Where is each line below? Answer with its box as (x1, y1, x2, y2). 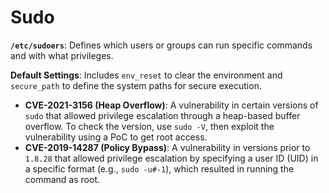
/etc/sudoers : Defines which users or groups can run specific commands (10, 39, 313, 51)
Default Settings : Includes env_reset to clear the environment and (10, 69, 283, 81)
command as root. (24, 173, 100, 185)
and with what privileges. (10, 49, 114, 61)
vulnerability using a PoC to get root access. (24, 131, 208, 143)
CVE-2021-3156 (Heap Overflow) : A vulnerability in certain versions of (24, 99, 319, 111)
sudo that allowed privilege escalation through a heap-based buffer (24, 109, 301, 121)
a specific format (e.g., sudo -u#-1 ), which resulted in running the (24, 162, 295, 175)
